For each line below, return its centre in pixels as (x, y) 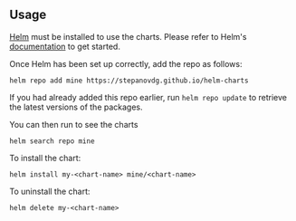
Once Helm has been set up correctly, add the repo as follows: (126, 63)
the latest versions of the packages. (76, 107)
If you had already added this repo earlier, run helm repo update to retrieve (148, 97)
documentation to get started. (65, 46)
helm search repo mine (52, 141)
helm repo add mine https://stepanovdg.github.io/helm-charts (129, 81)
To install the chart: (45, 158)
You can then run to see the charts (74, 124)
